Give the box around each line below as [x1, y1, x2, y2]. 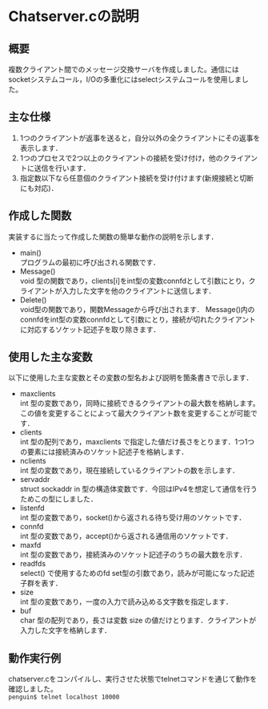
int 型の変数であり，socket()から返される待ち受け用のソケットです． [19, 513, 246, 522]
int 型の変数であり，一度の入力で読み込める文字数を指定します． [19, 597, 234, 606]
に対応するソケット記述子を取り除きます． [19, 324, 161, 334]
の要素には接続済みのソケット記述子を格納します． [19, 447, 189, 457]
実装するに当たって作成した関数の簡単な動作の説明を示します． [8, 232, 218, 241]
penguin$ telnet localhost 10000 [8, 693, 120, 702]
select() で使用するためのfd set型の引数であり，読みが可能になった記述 [19, 569, 254, 578]
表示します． [19, 143, 62, 152]
